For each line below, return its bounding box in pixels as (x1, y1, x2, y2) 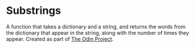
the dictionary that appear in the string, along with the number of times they (6, 29, 190, 36)
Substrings (6, 4, 62, 17)
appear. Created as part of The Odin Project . (6, 35, 114, 42)
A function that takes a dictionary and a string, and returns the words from (6, 23, 186, 30)
